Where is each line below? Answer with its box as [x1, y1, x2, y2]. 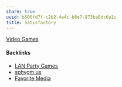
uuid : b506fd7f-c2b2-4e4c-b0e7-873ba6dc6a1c [6, 14, 117, 20]
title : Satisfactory [6, 19, 57, 25]
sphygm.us [14, 68, 42, 75]
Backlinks [6, 49, 31, 56]
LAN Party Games [14, 62, 58, 69]
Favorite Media [14, 75, 51, 82]
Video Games [6, 36, 39, 43]
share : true [6, 8, 35, 15]
